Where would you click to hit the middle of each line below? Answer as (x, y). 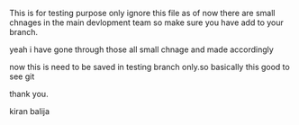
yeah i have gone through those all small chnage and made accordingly (142, 49)
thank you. (29, 94)
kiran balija (30, 111)
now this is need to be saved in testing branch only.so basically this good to (149, 67)
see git (22, 76)
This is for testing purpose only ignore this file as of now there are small (142, 13)
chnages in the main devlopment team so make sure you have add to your (146, 22)
